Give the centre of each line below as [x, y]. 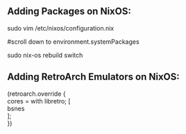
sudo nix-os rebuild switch [45, 55]
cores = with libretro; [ [39, 101]
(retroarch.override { [36, 94]
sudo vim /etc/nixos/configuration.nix [61, 28]
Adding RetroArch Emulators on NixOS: [94, 77]
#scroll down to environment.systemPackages [74, 42]
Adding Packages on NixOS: [69, 11]
